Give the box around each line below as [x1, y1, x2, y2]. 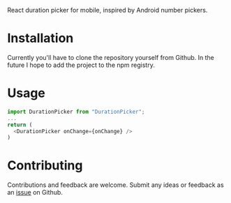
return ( [7, 121, 33, 128]
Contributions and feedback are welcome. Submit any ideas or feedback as [7, 181, 225, 189]
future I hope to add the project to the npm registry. [7, 61, 155, 69]
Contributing [7, 158, 83, 174]
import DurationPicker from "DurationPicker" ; [7, 108, 145, 115]
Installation [7, 31, 74, 46]
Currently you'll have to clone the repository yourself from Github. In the [7, 53, 215, 61]
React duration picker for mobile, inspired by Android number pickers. [7, 6, 208, 14]
